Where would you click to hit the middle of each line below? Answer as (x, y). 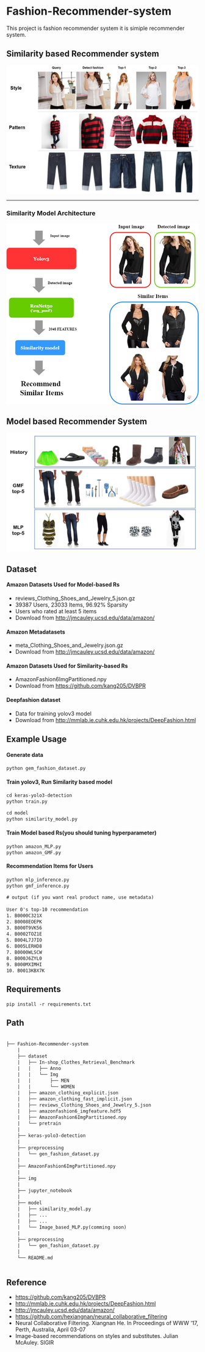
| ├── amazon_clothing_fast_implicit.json (75, 1099)
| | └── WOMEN (46, 1087)
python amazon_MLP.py (34, 846)
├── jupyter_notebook (45, 1190)
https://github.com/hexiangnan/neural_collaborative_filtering (91, 1317)
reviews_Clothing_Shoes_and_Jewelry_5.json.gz (75, 598)
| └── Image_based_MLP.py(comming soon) (72, 1227)
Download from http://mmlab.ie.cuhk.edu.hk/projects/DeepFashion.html (106, 720)
